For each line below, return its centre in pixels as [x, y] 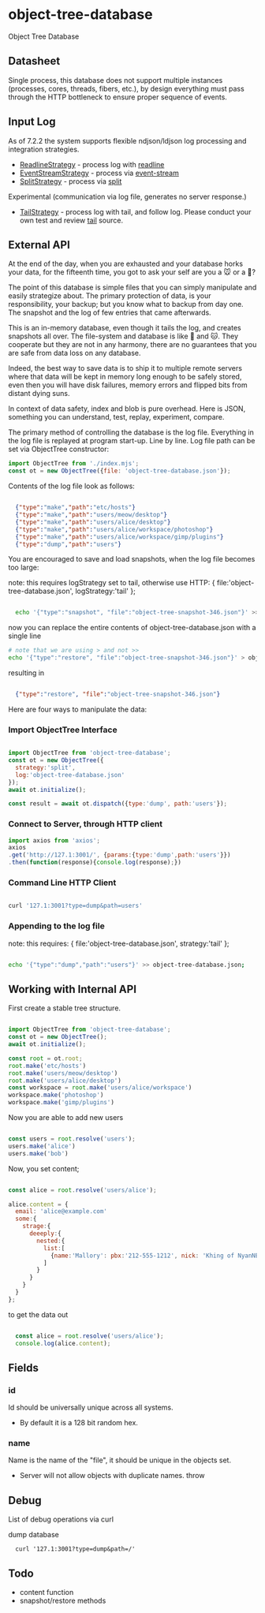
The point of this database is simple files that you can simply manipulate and [132, 288]
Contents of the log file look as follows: [72, 486]
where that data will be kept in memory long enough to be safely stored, [125, 377]
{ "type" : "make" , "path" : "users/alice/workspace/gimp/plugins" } [119, 537]
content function [47, 1592]
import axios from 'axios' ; [54, 840]
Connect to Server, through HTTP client [86, 824]
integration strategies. [44, 149]
